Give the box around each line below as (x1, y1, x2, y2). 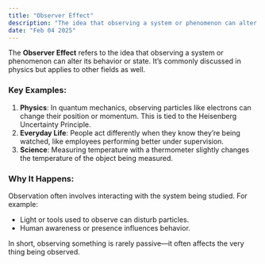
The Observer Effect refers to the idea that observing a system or (8, 48, 224, 58)
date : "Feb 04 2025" (8, 26, 77, 34)
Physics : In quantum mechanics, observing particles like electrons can (19, 102, 252, 112)
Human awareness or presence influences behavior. (19, 223, 190, 232)
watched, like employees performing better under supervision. (19, 136, 225, 146)
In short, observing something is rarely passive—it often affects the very (8, 239, 244, 248)
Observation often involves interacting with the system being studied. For (8, 191, 248, 201)
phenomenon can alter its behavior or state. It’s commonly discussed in (8, 56, 242, 66)
